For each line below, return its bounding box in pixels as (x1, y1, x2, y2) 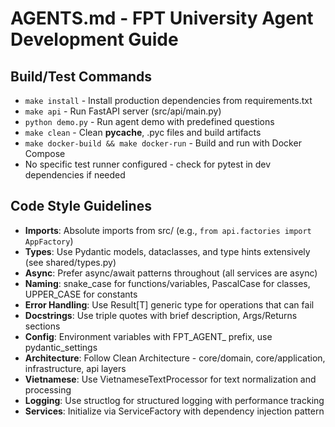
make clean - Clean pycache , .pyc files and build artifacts (24, 127, 262, 138)
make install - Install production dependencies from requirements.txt (24, 95, 313, 106)
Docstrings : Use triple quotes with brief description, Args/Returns (24, 309, 298, 321)
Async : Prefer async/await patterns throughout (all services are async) (24, 267, 318, 279)
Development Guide (10, 28, 179, 51)
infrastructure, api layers (24, 362, 127, 374)
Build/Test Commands (10, 68, 153, 85)
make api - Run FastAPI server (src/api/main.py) (24, 105, 222, 117)
